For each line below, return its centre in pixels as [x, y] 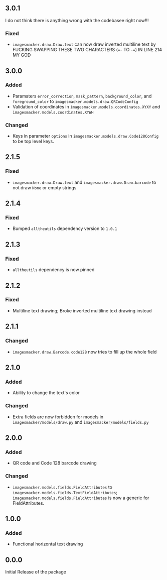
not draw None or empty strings [44, 187]
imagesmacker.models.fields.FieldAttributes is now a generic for [81, 498]
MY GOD [22, 55]
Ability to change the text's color [46, 393]
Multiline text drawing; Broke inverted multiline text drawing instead [82, 310]
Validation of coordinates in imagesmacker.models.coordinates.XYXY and [86, 106]
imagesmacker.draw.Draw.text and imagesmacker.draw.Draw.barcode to [84, 182]
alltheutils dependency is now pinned [53, 270]
